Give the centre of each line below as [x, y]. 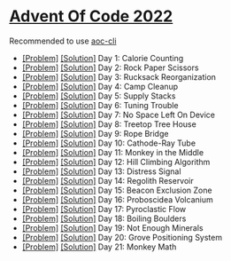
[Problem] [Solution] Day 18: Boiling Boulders [104, 218]
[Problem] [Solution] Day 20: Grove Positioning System [122, 237]
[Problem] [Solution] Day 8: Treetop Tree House [109, 124]
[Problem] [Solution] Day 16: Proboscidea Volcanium [118, 199]
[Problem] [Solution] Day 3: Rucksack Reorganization [119, 76]
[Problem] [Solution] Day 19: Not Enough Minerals [112, 227]
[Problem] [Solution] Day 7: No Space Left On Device [118, 115]
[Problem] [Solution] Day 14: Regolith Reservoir [108, 180]
